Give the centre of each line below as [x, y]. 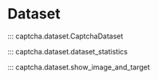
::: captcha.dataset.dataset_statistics [68, 51]
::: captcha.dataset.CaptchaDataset [65, 36]
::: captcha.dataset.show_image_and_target [79, 67]
